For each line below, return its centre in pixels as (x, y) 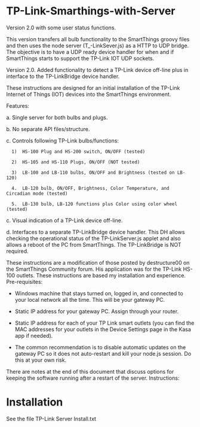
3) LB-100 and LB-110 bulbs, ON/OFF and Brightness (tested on (93, 172)
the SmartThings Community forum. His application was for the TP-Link (94, 269)
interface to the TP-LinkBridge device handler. (63, 76)
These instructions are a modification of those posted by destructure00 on (98, 262)
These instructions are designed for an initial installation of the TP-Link (93, 87)
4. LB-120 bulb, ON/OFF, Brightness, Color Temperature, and (90, 188)
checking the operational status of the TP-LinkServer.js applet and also (93, 238)
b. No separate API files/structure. (48, 129)
